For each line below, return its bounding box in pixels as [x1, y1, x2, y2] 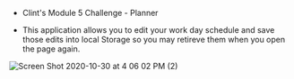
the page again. [22, 43, 81, 54]
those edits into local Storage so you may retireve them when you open [22, 35, 285, 44]
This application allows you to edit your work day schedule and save [22, 25, 275, 35]
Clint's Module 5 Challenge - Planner [22, 8, 159, 18]
